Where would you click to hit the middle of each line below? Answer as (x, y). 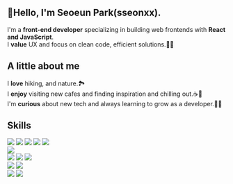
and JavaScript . (31, 37)
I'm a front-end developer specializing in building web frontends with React (116, 29)
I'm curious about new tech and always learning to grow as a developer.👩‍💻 (115, 103)
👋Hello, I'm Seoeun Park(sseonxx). (84, 13)
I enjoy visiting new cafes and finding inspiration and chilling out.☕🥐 (105, 94)
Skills (19, 126)
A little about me (43, 66)
